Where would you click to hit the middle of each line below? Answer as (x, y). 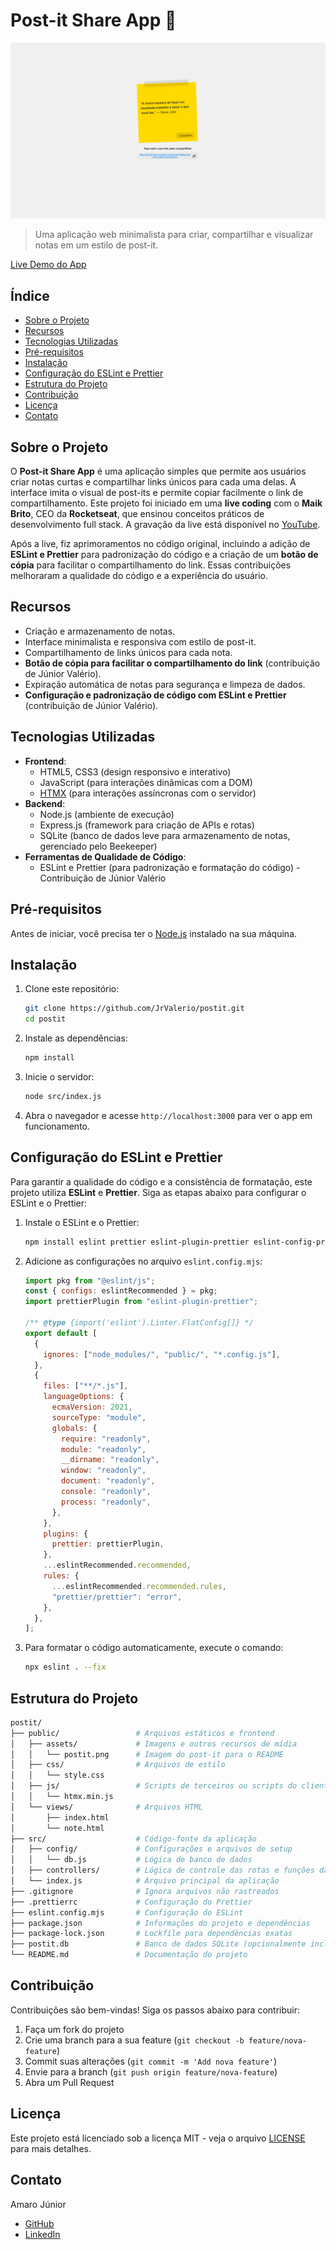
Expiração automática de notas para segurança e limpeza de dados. (165, 684)
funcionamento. (57, 1126)
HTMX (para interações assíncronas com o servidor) (148, 793)
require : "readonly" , (106, 1439)
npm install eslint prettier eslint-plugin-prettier (137, 1242)
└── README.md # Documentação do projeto (129, 1955)
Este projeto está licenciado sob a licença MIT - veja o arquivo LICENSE (158, 2138)
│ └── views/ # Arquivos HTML (106, 1807)
